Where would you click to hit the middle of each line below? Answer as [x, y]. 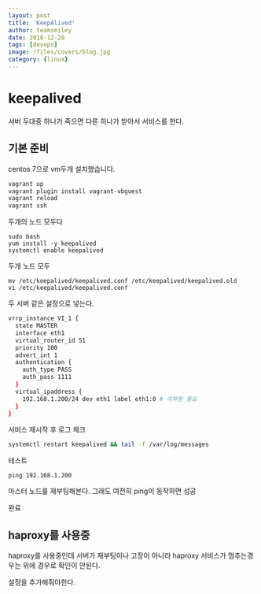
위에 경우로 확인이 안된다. [61, 566]
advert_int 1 [37, 355]
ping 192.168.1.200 [40, 476]
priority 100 [37, 347]
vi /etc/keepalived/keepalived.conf [68, 288]
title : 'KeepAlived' [42, 23]
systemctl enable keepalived [56, 251]
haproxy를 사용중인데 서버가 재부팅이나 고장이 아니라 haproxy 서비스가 [117, 555]
